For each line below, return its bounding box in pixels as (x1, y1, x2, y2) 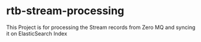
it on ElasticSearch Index (6, 30, 68, 37)
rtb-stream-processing (6, 4, 125, 18)
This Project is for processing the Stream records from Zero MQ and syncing (6, 24, 196, 31)
